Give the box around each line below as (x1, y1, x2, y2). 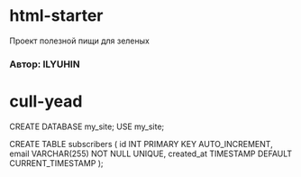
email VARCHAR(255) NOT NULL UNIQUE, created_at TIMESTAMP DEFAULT (9, 148, 293, 159)
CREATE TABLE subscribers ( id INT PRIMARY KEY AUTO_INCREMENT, (9, 138, 273, 149)
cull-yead (9, 91, 83, 112)
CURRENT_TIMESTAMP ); (9, 157, 104, 168)
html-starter (9, 5, 104, 26)
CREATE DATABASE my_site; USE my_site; (9, 121, 165, 132)
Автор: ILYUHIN (9, 58, 80, 70)
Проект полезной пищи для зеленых (9, 35, 150, 46)
